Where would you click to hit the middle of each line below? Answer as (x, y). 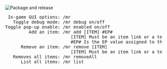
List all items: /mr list (52, 62)
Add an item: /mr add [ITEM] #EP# (71, 32)
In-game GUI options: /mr (39, 17)
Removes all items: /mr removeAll (55, 57)
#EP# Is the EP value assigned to (113, 42)
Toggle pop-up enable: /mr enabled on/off (58, 27)
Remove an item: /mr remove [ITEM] (64, 47)
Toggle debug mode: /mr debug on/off (59, 22)
